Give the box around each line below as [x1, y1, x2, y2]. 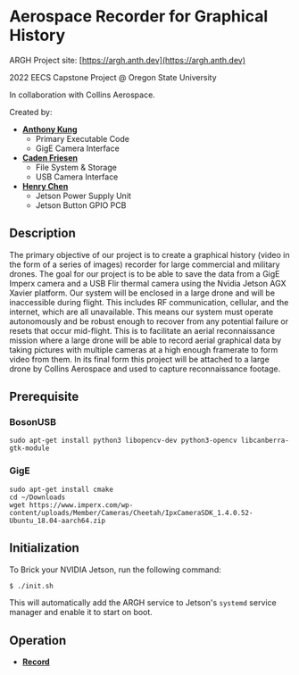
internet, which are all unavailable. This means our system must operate [9, 306, 274, 317]
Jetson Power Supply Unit [35, 190, 132, 201]
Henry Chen [21, 180, 69, 191]
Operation [9, 632, 67, 648]
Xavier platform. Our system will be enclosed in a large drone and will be [9, 287, 275, 298]
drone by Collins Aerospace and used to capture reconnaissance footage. [9, 363, 281, 374]
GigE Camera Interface [35, 143, 120, 154]
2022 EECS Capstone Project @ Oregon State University [9, 71, 217, 82]
